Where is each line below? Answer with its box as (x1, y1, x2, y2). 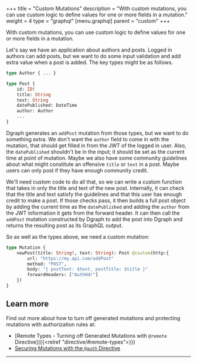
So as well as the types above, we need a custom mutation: (6, 233, 150, 240)
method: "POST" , (27, 261, 67, 267)
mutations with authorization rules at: (6, 321, 96, 328)
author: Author (16, 108, 54, 114)
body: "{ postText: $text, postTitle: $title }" (27, 266, 148, 272)
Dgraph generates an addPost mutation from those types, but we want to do (6, 129, 189, 137)
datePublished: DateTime (16, 103, 77, 108)
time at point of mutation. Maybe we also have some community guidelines (6, 154, 188, 161)
